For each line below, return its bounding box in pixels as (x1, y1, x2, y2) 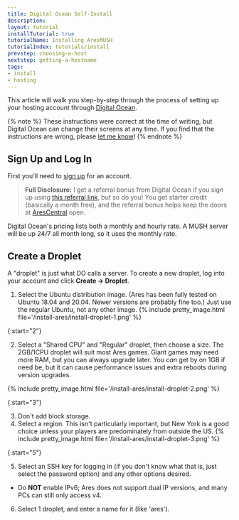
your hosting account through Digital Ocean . (7, 104, 137, 112)
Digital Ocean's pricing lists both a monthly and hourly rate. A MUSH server (7, 222, 229, 231)
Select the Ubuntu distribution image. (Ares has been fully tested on (17, 291, 217, 298)
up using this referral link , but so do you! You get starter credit (24, 193, 208, 202)
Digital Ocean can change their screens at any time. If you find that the (7, 125, 215, 134)
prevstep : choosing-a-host (7, 50, 87, 58)
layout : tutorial (7, 23, 59, 31)
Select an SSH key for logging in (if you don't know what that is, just (17, 462, 217, 470)
